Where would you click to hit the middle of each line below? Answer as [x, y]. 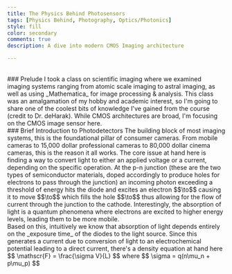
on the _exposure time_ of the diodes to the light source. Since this [102, 234]
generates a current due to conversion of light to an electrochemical [105, 241]
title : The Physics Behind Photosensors [66, 14]
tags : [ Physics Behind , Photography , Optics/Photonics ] [89, 20]
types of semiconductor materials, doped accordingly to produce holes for [114, 175]
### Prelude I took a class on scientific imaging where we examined [105, 79]
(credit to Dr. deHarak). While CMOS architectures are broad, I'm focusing [113, 116]
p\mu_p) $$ [24, 263]
